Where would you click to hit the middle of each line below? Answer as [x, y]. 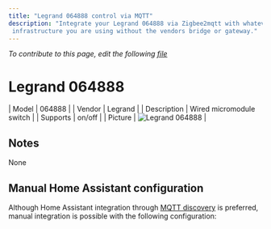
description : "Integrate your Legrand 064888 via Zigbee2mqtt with [124, 23]
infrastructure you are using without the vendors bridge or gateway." [135, 31]
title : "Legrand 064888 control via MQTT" [81, 16]
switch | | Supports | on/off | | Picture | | [108, 117]
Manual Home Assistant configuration [106, 188]
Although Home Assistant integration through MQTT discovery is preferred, [133, 207]
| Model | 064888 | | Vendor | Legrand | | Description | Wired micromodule [132, 109]
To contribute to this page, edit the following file [88, 54]
